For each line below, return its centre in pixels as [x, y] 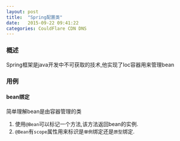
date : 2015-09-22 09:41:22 [42, 23]
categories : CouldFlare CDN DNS [46, 28]
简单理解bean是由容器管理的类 [44, 111]
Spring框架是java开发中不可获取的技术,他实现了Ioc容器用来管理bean [90, 65]
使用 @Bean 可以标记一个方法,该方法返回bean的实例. [77, 124]
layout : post [22, 12]
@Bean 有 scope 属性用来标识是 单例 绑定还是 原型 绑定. [75, 131]
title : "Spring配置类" [34, 17]
